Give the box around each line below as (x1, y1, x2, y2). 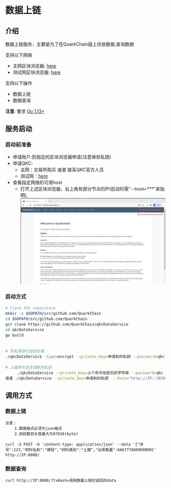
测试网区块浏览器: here (12, 69, 61, 75)
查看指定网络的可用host (12, 179, 63, 185)
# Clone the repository (5, 306, 56, 311)
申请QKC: (12, 160, 33, 166)
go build (5, 333, 24, 338)
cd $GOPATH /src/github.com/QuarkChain (5, 316, 88, 321)
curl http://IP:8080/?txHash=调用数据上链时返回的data (5, 478, 116, 483)
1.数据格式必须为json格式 (14, 426, 63, 431)
